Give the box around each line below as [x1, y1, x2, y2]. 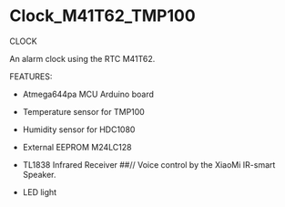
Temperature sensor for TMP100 [22, 106, 146, 117]
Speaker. [22, 169, 56, 180]
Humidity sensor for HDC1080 [22, 124, 136, 135]
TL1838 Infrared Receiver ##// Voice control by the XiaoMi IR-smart [22, 159, 276, 170]
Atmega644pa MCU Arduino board [22, 88, 155, 99]
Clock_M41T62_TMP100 [9, 5, 196, 26]
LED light [22, 186, 57, 197]
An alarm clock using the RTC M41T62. [9, 53, 156, 64]
